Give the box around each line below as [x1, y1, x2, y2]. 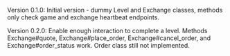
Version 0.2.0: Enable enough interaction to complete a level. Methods [7, 27, 208, 35]
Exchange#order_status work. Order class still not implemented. [7, 41, 191, 49]
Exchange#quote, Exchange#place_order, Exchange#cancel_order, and [7, 34, 211, 42]
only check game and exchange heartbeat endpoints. [7, 13, 159, 21]
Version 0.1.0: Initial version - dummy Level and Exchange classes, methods [7, 6, 223, 14]
